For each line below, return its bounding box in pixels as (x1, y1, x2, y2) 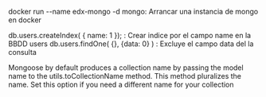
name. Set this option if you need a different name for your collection (8, 80, 234, 89)
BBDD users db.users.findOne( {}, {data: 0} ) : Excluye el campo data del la (8, 39, 254, 48)
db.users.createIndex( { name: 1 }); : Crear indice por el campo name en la (8, 31, 252, 40)
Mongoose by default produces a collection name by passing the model (8, 63, 244, 72)
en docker (8, 15, 42, 25)
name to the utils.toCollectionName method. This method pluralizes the (8, 72, 241, 80)
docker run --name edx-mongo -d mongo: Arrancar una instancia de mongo (8, 7, 259, 16)
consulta (8, 48, 37, 56)
